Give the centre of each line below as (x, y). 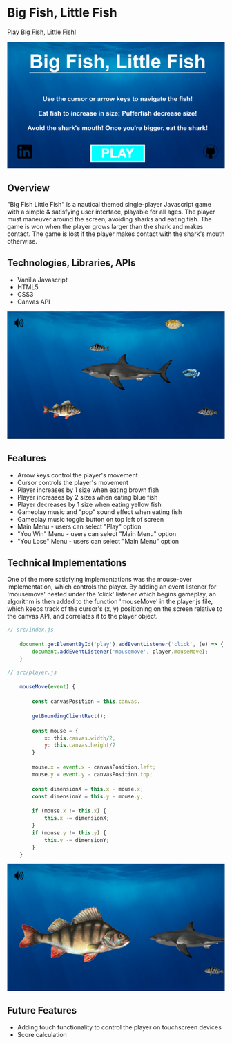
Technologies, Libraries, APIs (71, 263)
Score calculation (42, 1034)
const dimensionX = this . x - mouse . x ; (88, 789)
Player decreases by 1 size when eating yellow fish (89, 504)
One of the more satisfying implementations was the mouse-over (99, 580)
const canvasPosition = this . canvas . (86, 702)
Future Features (42, 1010)
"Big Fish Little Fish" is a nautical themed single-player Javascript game (109, 205)
